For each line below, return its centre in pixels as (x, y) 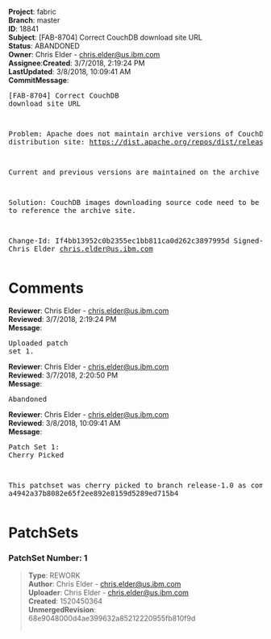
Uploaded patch (38, 343)
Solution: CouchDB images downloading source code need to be (134, 202)
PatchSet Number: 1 (48, 558)
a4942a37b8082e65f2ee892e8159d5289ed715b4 (94, 493)
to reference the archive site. (72, 210)
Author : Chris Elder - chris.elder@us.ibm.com (104, 584)
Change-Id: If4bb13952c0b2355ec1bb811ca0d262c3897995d (119, 241)
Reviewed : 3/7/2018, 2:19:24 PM (63, 319)
